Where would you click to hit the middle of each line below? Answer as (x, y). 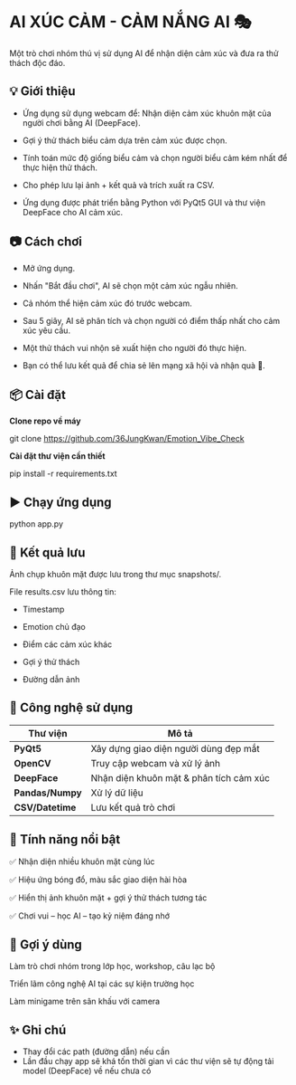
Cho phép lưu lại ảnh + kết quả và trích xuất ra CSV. (118, 185)
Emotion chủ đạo (54, 627)
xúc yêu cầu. (46, 330)
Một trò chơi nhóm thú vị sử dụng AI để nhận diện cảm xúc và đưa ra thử (144, 53)
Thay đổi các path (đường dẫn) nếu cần (96, 1052)
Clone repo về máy (45, 421)
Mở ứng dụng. (48, 268)
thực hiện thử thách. (60, 167)
